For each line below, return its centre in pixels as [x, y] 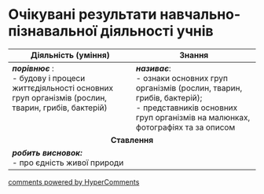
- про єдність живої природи [68, 163]
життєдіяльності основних [63, 88]
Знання [194, 55]
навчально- [200, 15]
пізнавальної [53, 31]
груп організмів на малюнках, [193, 117]
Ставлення [132, 140]
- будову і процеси [49, 78]
